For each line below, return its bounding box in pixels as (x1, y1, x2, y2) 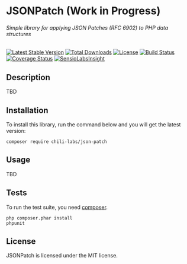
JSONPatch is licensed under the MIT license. (6, 252, 118, 259)
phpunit (6, 220, 25, 226)
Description (6, 72, 50, 82)
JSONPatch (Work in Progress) (6, 4, 161, 18)
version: (6, 128, 26, 135)
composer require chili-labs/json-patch (6, 139, 108, 145)
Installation (6, 105, 49, 115)
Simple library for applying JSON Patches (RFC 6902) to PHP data (6, 24, 169, 31)
